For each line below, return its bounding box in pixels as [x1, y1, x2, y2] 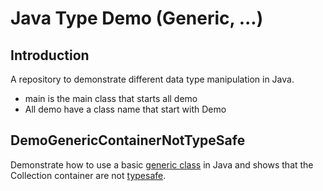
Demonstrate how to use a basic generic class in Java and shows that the [10, 158, 314, 171]
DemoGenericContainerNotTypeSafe [10, 132, 246, 149]
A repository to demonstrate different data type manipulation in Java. [10, 73, 295, 85]
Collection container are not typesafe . [10, 169, 167, 181]
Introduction [10, 47, 90, 64]
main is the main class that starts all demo [24, 93, 198, 104]
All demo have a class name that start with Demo [24, 103, 227, 115]
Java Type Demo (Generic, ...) [10, 7, 264, 30]
